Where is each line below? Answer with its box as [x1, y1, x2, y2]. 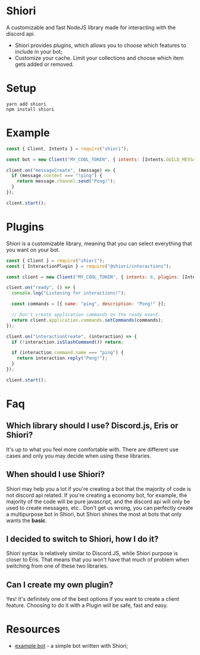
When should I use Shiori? [6, 469, 105, 480]
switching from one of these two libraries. [6, 562, 108, 569]
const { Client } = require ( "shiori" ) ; [6, 258, 105, 264]
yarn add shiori [6, 101, 46, 107]
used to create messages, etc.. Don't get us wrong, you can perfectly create [6, 504, 193, 511]
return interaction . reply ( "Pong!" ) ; [17, 355, 108, 361]
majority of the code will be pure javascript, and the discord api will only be [6, 498, 190, 505]
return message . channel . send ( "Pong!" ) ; [17, 178, 116, 184]
